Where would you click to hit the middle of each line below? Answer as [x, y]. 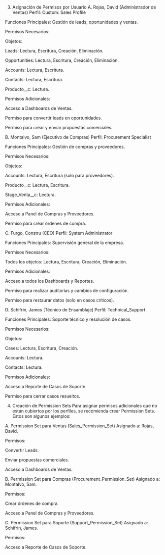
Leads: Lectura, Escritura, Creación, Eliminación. [54, 51]
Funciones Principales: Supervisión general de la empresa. [65, 243]
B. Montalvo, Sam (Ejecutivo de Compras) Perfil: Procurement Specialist [78, 137]
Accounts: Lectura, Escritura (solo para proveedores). [60, 176]
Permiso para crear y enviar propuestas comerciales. [59, 127]
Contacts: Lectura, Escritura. [34, 79]
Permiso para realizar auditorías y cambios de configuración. [67, 291]
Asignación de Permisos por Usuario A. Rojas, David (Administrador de [84, 7]
